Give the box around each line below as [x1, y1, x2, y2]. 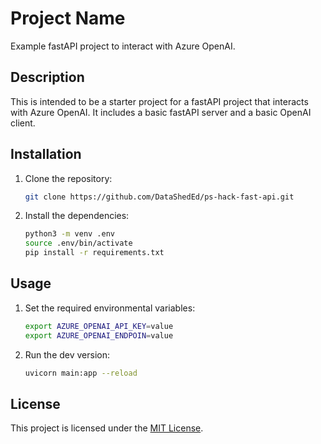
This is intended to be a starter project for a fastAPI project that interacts [10, 95, 309, 107]
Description [10, 69, 85, 86]
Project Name [10, 7, 126, 30]
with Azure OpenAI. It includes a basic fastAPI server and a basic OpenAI [10, 106, 312, 118]
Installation [10, 146, 82, 163]
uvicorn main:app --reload [24, 368, 138, 378]
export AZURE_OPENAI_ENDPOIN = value [24, 330, 174, 341]
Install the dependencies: [24, 210, 130, 222]
